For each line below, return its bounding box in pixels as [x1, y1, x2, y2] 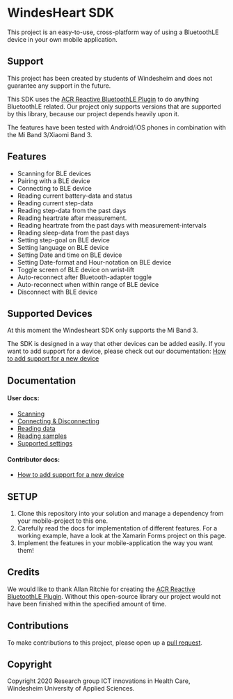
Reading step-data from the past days [17, 206, 127, 214]
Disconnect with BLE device [17, 288, 98, 296]
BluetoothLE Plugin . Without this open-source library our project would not [7, 592, 221, 600]
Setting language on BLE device [17, 243, 109, 251]
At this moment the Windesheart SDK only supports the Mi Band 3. [7, 326, 198, 335]
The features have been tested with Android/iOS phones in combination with [7, 123, 226, 132]
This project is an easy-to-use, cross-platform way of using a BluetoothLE [7, 28, 219, 36]
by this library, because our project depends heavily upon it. [7, 109, 179, 118]
